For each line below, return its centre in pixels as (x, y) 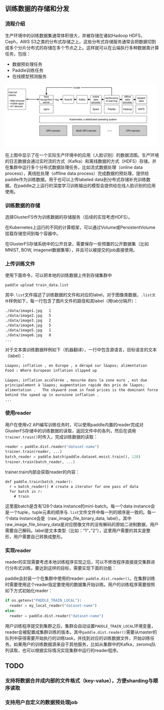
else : (10, 611)
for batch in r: (26, 492)
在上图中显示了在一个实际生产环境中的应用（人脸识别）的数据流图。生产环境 (82, 155)
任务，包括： (18, 54)
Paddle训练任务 (28, 70)
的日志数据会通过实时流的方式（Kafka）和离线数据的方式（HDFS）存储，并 (81, 161)
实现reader (18, 550)
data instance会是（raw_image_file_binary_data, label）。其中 (70, 518)
